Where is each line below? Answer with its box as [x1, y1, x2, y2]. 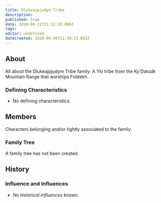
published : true [5, 17, 40, 22]
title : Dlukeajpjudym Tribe [5, 7, 65, 13]
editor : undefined [5, 31, 44, 36]
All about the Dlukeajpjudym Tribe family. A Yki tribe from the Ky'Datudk [5, 68, 156, 74]
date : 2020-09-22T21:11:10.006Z [5, 21, 74, 27]
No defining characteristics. [12, 98, 71, 104]
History [5, 165, 29, 173]
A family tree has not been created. [5, 151, 79, 157]
